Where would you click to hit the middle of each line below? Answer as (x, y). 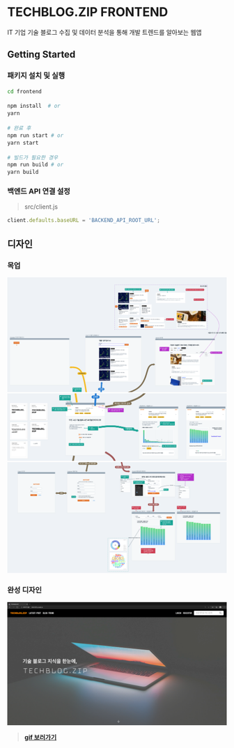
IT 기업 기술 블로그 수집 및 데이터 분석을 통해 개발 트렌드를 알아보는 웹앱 (104, 32)
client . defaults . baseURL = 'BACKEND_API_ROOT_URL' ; (84, 221)
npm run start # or (36, 135)
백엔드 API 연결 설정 (39, 191)
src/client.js (41, 207)
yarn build (23, 172)
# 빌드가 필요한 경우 (33, 157)
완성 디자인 (25, 590)
